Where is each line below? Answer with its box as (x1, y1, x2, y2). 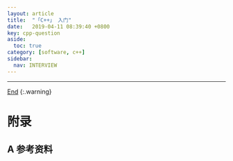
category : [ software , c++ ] (7, 49, 85, 56)
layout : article (7, 10, 54, 17)
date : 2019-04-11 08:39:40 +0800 (7, 23, 110, 30)
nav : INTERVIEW (13, 62, 58, 69)
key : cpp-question (7, 29, 60, 37)
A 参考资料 (7, 144, 53, 155)
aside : (7, 36, 26, 43)
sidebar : (7, 56, 33, 62)
